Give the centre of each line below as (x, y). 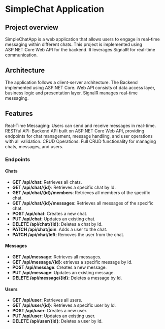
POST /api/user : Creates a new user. (50, 311)
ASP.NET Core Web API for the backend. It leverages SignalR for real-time (80, 50)
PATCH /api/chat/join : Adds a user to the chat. (60, 229)
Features (19, 114)
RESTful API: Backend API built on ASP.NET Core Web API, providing (75, 131)
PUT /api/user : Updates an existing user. (54, 316)
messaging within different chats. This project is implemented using (74, 44)
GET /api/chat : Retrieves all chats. (47, 182)
